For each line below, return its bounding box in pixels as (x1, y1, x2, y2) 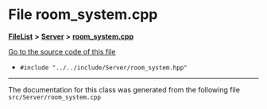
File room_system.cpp (8, 6, 158, 24)
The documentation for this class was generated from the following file (8, 85, 241, 94)
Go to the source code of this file (8, 47, 116, 56)
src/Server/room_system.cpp (8, 93, 102, 101)
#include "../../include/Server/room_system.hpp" (19, 63, 188, 72)
